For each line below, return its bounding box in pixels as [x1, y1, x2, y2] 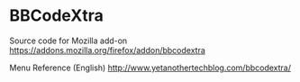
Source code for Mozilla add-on [9, 35, 128, 46]
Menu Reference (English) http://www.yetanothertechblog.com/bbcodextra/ [9, 62, 291, 73]
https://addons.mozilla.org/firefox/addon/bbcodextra [9, 44, 205, 55]
